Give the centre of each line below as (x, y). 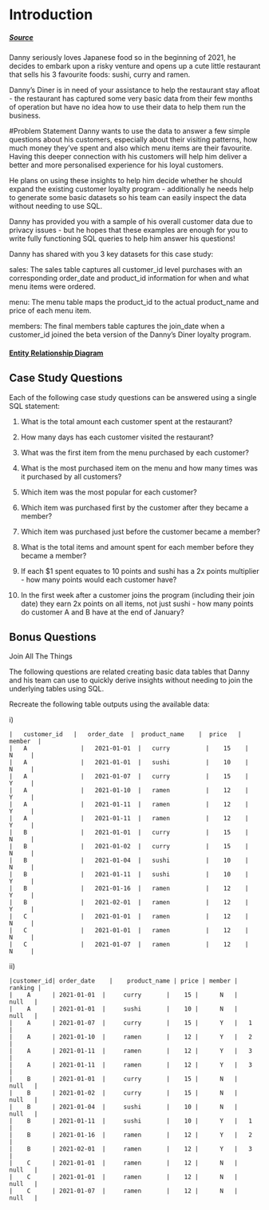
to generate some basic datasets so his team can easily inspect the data (128, 198)
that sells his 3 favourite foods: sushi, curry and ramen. (100, 74)
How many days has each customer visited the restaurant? (117, 437)
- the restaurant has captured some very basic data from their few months (131, 98)
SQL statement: (35, 406)
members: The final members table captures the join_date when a (117, 327)
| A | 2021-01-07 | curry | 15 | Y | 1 (131, 1023)
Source (22, 37)
